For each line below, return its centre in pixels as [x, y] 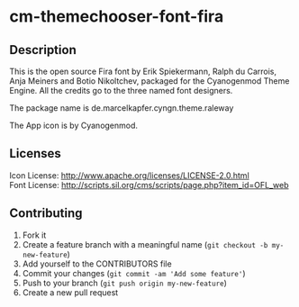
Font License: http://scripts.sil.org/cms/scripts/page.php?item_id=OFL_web [149, 185]
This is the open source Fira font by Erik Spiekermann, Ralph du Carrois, [143, 71]
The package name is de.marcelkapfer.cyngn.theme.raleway [122, 108]
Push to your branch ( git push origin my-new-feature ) [125, 283]
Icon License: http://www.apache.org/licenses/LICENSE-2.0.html [129, 175]
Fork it [34, 235]
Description [43, 50]
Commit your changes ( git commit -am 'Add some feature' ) [134, 273]
